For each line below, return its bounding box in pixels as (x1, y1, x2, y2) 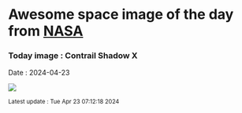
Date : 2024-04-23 (8, 68, 70, 78)
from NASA (8, 22, 84, 40)
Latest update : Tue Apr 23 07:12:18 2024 (8, 98, 120, 106)
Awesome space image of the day (8, 5, 234, 24)
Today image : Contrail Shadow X (8, 50, 138, 61)
